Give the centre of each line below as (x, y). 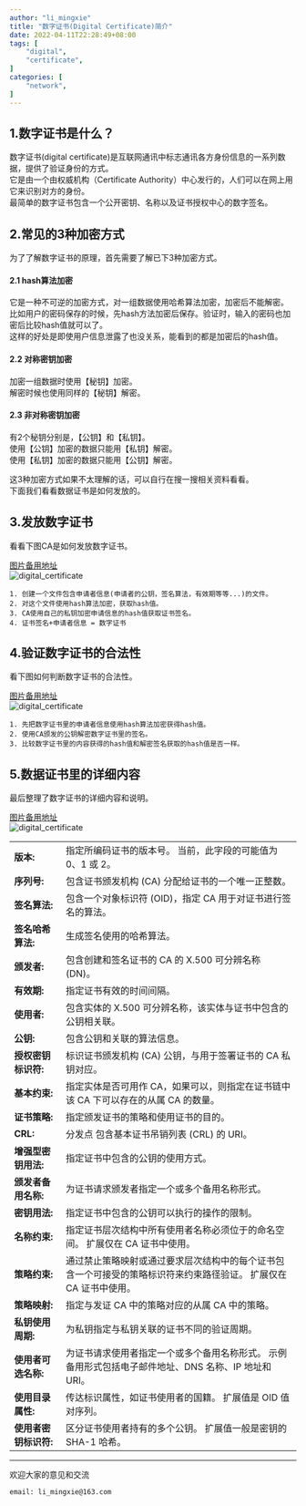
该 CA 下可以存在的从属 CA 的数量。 (143, 1100)
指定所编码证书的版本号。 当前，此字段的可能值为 (172, 851)
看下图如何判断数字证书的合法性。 (73, 676)
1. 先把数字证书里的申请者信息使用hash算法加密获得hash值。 (110, 725)
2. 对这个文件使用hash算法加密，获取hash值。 (86, 603)
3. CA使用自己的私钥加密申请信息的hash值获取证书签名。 (102, 613)
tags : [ (24, 43)
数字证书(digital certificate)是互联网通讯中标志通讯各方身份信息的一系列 (143, 157)
